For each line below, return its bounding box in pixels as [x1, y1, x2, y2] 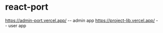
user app [8, 22, 27, 28]
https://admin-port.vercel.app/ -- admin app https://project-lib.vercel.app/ [5, 17, 155, 23]
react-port [5, 1, 49, 13]
